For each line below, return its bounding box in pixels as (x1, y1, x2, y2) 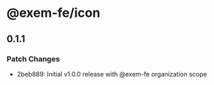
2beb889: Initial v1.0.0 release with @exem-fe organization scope (16, 70, 207, 78)
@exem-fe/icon (6, 5, 101, 21)
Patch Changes (6, 54, 61, 64)
